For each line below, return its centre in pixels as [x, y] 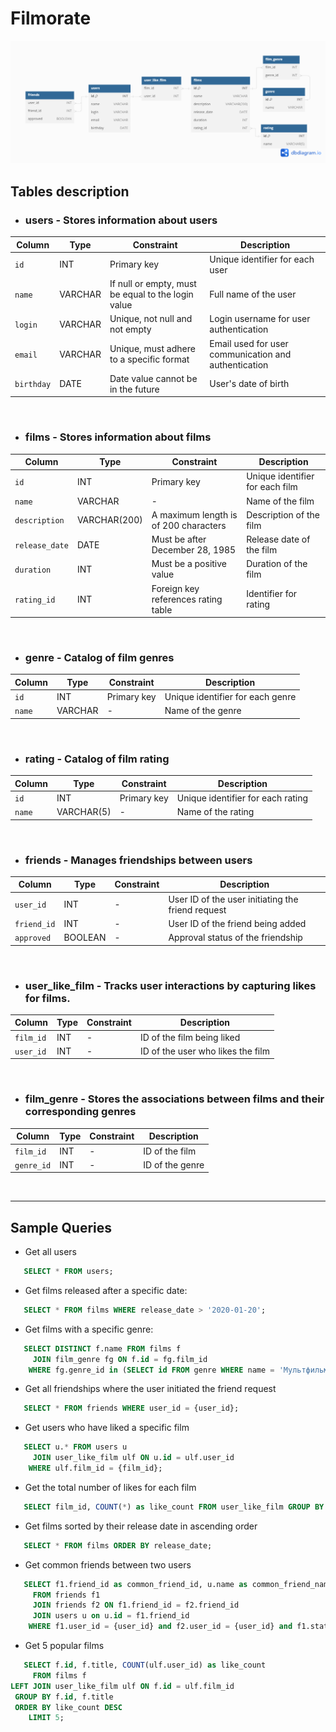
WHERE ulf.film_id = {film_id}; [95, 1468]
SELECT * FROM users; [68, 1272]
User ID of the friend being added [237, 923]
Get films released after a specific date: [106, 1290]
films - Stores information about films [118, 437]
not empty [130, 329]
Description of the [283, 514]
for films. [47, 998]
